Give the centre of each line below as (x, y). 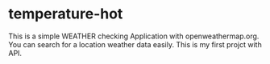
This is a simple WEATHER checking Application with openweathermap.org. (134, 36)
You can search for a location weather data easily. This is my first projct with (135, 44)
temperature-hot (66, 14)
